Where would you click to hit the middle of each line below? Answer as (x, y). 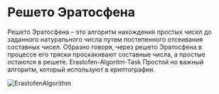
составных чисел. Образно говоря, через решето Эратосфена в (105, 47)
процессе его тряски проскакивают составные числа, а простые (107, 54)
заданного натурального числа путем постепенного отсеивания (105, 39)
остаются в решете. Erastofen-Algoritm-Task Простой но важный (106, 61)
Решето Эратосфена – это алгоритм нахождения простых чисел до (109, 32)
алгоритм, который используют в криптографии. (81, 69)
